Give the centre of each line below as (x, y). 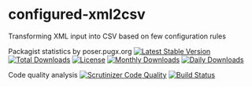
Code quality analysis (43, 74)
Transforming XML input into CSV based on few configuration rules (117, 36)
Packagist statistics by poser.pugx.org (70, 51)
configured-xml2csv (77, 14)
